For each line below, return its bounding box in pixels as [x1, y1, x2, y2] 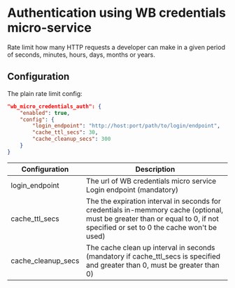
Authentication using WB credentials [7, 5, 226, 21]
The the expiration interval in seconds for [86, 196, 222, 206]
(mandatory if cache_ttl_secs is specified [86, 251, 221, 261]
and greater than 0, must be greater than [86, 260, 220, 270]
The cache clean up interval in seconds [86, 242, 215, 252]
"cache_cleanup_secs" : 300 [32, 135, 111, 143]
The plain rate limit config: [7, 89, 83, 97]
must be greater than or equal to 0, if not [86, 214, 219, 224]
